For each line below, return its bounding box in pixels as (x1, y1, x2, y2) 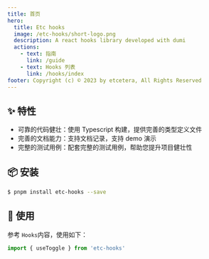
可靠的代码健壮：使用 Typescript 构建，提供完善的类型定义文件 (17, 126, 203, 134)
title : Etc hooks (14, 24, 65, 31)
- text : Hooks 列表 (20, 64, 76, 71)
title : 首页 (7, 10, 41, 18)
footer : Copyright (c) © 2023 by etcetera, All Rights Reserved (7, 76, 202, 84)
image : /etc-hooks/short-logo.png (14, 30, 116, 38)
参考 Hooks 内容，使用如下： (7, 230, 87, 239)
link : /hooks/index (26, 70, 84, 77)
